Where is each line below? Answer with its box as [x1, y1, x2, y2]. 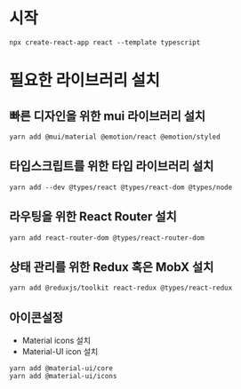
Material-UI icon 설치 [21, 346, 99, 357]
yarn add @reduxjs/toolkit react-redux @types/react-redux [9, 283, 233, 293]
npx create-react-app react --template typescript [9, 37, 201, 47]
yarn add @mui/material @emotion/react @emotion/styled [9, 132, 221, 141]
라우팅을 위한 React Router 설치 [9, 210, 177, 225]
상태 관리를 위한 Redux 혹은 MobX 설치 [9, 259, 214, 274]
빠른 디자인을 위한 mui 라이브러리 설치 [9, 108, 206, 123]
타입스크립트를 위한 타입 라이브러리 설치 [9, 159, 214, 174]
